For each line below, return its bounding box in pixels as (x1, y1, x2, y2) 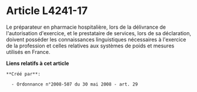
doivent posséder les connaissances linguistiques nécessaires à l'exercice (6, 36, 186, 43)
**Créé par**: (6, 71, 41, 77)
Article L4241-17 (6, 4, 88, 18)
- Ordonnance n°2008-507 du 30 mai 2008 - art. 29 (11, 81, 138, 87)
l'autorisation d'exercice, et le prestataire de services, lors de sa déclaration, (6, 29, 192, 36)
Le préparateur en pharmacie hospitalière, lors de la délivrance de (6, 23, 166, 30)
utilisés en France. (6, 48, 51, 55)
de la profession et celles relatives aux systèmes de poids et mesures (6, 42, 175, 49)
